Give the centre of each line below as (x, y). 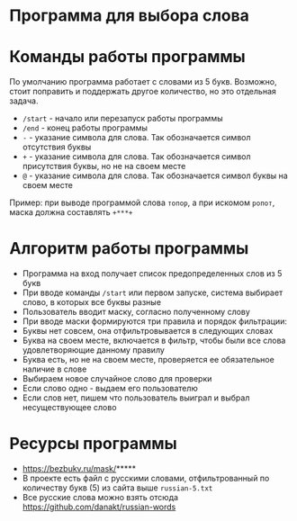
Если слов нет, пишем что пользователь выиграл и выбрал (136, 398)
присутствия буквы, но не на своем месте (104, 166)
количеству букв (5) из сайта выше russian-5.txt (117, 488)
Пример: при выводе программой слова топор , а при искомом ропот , (142, 202)
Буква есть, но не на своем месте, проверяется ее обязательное (148, 360)
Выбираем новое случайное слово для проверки (117, 379)
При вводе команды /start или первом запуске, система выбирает (153, 292)
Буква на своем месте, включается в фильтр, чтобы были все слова (154, 341)
